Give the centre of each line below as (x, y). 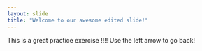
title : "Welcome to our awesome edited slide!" (78, 20)
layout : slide (28, 14)
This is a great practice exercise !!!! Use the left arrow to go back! (101, 40)
